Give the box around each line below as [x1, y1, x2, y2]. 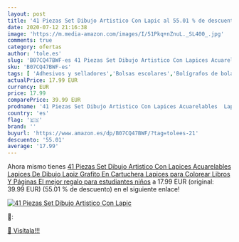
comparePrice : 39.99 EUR [7, 97, 81, 104]
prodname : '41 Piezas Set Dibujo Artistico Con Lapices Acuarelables [7, 103, 218, 110]
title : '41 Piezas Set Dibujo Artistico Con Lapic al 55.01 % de [7, 17, 205, 24]
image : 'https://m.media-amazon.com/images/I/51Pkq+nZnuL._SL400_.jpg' [7, 30, 224, 38]
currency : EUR [7, 83, 50, 90]
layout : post [7, 10, 46, 18]
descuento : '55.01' [7, 136, 65, 143]
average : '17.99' [7, 143, 59, 150]
